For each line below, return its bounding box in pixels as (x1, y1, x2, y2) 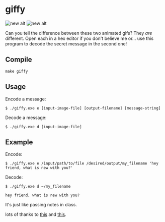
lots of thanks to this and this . (5, 211, 66, 217)
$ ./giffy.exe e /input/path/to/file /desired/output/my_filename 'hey (5, 161, 158, 166)
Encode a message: (5, 96, 46, 102)
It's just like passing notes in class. (5, 202, 77, 208)
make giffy (5, 69, 28, 74)
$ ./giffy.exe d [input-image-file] (5, 124, 82, 129)
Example (5, 138, 33, 146)
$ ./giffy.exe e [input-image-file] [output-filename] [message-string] (5, 105, 161, 110)
